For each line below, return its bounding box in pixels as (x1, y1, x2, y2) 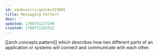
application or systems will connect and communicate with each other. (5, 45, 150, 51)
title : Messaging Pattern (5, 12, 59, 17)
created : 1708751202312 (5, 26, 55, 31)
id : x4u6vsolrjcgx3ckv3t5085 (5, 7, 66, 12)
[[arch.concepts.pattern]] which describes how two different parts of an (5, 39, 153, 45)
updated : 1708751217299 (5, 21, 55, 26)
